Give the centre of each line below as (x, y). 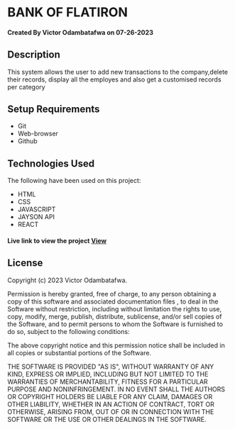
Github (27, 141)
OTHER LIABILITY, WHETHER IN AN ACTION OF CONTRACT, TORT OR (111, 404)
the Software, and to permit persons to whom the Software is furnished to (115, 324)
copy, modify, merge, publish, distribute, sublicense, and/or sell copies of (115, 316)
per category (26, 87)
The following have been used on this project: (74, 181)
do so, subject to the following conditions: (69, 331)
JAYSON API (36, 217)
